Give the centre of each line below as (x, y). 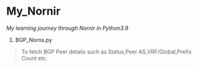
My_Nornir (34, 11)
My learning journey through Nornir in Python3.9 (67, 28)
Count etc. (34, 58)
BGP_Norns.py (34, 40)
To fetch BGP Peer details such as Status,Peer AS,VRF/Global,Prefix (106, 51)
